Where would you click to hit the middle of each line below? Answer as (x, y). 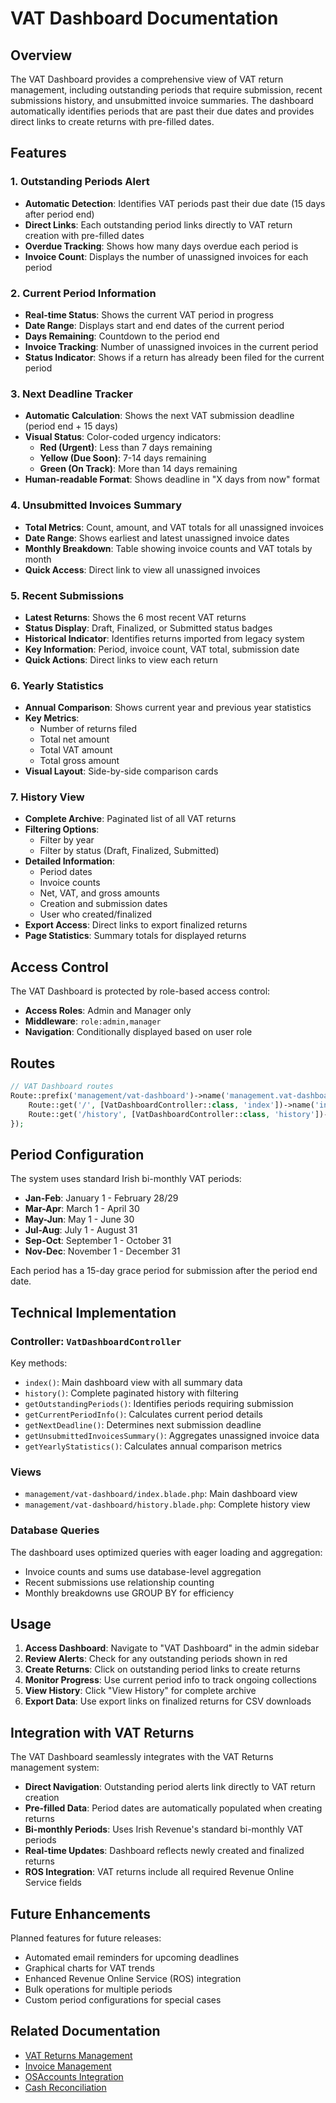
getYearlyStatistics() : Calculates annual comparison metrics (153, 1446)
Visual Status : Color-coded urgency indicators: (123, 437)
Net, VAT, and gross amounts (99, 893)
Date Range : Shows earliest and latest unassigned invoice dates (157, 538)
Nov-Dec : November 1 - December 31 (102, 1251)
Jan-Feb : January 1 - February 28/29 (101, 1198)
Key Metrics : (52, 718)
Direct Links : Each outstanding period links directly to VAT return (158, 224)
